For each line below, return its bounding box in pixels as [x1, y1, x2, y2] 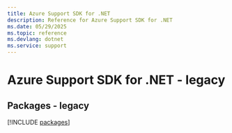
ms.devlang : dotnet [7, 36, 64, 43]
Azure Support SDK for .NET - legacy [7, 72, 226, 88]
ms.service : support [7, 42, 68, 49]
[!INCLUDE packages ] [7, 118, 70, 126]
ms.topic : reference [7, 29, 68, 37]
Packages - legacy [7, 100, 89, 112]
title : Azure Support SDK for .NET [7, 10, 111, 17]
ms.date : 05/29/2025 [7, 23, 68, 30]
